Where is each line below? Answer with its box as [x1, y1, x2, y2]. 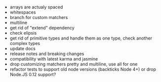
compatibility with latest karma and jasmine [9, 56, 98, 61]
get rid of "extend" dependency [9, 25, 75, 31]
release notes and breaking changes [9, 51, 84, 57]
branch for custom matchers [9, 15, 68, 20]
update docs [9, 46, 36, 51]
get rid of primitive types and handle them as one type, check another [9, 35, 152, 41]
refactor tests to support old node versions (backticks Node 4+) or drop [9, 66, 157, 72]
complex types [9, 41, 40, 46]
